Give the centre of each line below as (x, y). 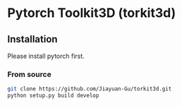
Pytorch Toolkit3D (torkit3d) (92, 13)
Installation (32, 39)
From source (29, 74)
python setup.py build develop (53, 96)
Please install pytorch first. (46, 56)
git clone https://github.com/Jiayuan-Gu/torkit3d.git (90, 89)
